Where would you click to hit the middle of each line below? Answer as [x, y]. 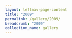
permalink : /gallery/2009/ [33, 19]
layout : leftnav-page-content [36, 10]
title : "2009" [20, 14]
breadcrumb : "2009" [25, 23]
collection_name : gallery [32, 28]
